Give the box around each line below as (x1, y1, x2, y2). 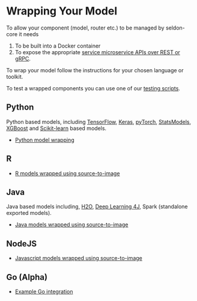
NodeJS (6, 238, 37, 249)
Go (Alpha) (6, 272, 48, 282)
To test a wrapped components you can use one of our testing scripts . (6, 84, 180, 92)
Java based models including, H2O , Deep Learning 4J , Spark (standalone (6, 203, 188, 210)
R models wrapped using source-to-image (14, 170, 120, 177)
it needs (19, 30, 39, 37)
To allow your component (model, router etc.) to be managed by (6, 24, 165, 31)
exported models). (6, 209, 52, 217)
